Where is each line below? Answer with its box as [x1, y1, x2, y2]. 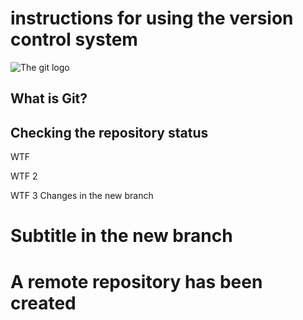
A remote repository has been [10, 270, 263, 293]
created [10, 292, 77, 314]
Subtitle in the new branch [10, 225, 233, 247]
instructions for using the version [10, 7, 294, 30]
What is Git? [10, 90, 88, 107]
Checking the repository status [10, 124, 209, 141]
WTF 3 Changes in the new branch [10, 190, 154, 202]
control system [10, 28, 138, 51]
